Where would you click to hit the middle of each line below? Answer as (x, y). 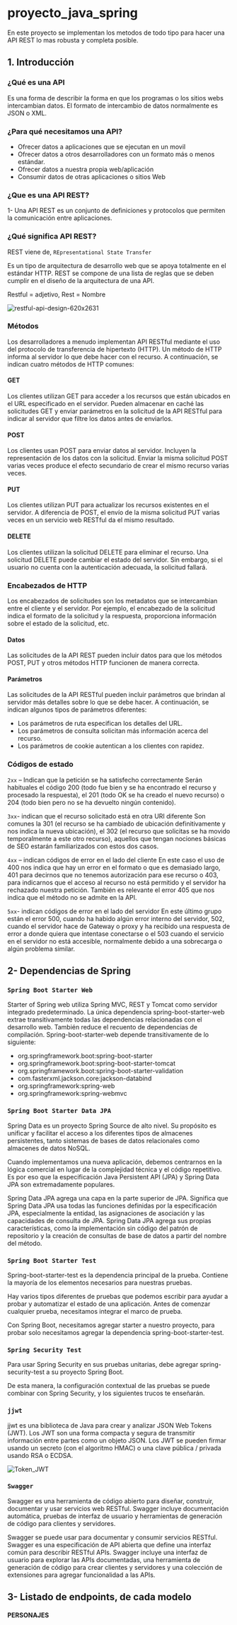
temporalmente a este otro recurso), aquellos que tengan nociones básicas (117, 838)
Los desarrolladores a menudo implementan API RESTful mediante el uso (114, 342)
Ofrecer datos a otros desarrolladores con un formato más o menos (116, 154)
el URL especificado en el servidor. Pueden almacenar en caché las (106, 404)
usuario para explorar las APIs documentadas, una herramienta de (104, 1560)
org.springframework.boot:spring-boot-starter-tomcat (96, 1063)
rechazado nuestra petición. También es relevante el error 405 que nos (111, 890)
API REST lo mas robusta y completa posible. (73, 40)
